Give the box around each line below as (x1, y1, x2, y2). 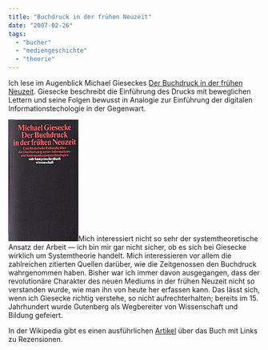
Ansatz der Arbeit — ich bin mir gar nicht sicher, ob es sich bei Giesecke (8, 243, 246, 251)
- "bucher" (15, 38, 52, 46)
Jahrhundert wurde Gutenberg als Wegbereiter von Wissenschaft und (8, 302, 238, 312)
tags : (8, 30, 26, 38)
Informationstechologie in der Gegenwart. (8, 104, 146, 113)
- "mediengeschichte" (15, 46, 88, 55)
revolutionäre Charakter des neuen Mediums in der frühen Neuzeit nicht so (8, 276, 255, 286)
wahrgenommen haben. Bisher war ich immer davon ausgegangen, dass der (8, 268, 260, 277)
